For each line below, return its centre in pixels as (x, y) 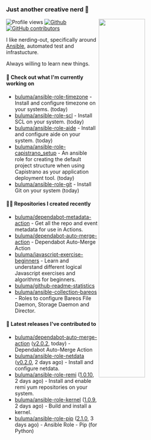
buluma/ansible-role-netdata (49, 356)
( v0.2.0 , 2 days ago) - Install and (54, 362)
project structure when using (50, 165)
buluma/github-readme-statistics (55, 285)
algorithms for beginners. (45, 279)
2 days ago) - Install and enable (53, 381)
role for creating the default (48, 159)
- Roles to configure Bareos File (53, 298)
